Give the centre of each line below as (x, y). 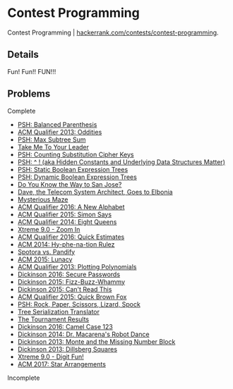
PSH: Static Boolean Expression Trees (73, 169)
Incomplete (24, 378)
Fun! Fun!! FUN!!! (32, 71)
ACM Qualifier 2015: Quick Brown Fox (72, 297)
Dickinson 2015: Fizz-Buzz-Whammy (71, 282)
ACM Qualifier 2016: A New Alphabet (71, 206)
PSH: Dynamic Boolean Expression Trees (77, 177)
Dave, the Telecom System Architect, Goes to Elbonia (95, 192)
